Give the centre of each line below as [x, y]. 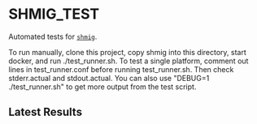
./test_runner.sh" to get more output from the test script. [102, 87]
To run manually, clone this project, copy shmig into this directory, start [127, 52]
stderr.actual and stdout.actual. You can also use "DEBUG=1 [109, 78]
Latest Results [46, 112]
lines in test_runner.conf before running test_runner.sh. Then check [121, 69]
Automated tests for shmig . [53, 36]
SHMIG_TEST [54, 14]
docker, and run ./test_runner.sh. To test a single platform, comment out [128, 61]
